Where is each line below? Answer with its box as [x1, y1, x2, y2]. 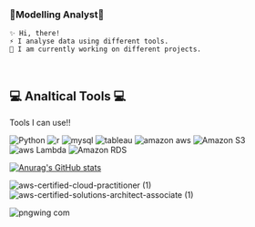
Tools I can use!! [9, 118, 71, 129]
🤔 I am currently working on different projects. [9, 45, 202, 54]
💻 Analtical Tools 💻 [9, 88, 127, 104]
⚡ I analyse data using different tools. [9, 36, 169, 46]
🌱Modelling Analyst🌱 [9, 8, 105, 21]
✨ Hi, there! [9, 29, 61, 38]
